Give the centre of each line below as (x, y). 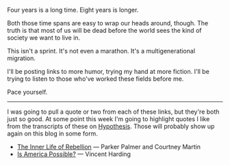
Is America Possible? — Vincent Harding (74, 154)
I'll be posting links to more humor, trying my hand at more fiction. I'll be (108, 72)
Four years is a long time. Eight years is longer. (73, 10)
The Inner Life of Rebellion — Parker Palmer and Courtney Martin (108, 147)
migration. (22, 58)
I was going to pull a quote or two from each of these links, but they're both (113, 112)
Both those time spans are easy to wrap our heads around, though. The (108, 23)
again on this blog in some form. (52, 134)
